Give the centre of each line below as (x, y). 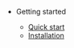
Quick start (46, 27)
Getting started (41, 12)
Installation (46, 36)
